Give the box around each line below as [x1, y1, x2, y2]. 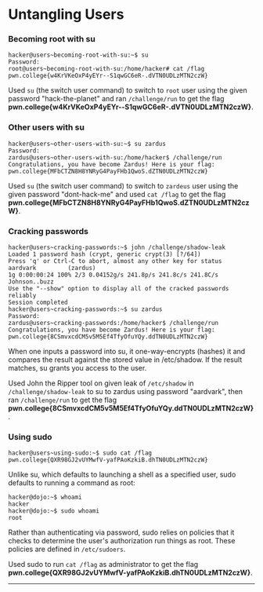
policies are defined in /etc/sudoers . [8, 544, 126, 554]
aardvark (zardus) [8, 265, 96, 272]
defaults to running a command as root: [8, 478, 135, 488]
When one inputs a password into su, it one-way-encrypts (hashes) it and [8, 347, 246, 356]
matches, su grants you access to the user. [8, 364, 147, 373]
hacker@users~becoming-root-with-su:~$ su [8, 51, 149, 60]
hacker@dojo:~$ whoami [8, 493, 82, 502]
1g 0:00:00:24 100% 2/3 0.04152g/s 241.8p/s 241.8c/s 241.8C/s [8, 271, 219, 280]
